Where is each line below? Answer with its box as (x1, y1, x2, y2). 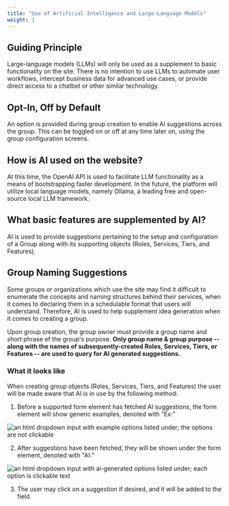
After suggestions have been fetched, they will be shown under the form (16, 444, 221, 452)
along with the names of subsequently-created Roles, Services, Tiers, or (7, 342, 217, 350)
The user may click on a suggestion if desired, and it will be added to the (16, 485, 222, 493)
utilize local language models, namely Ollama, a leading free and (7, 186, 189, 195)
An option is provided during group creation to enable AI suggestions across (7, 120, 222, 128)
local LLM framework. (28, 194, 90, 202)
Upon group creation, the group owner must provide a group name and (7, 327, 207, 336)
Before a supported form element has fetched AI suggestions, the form (16, 402, 217, 411)
